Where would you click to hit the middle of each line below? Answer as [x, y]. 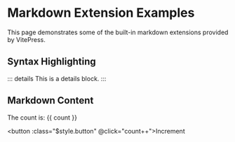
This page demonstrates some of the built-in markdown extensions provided [118, 32]
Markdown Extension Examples [101, 13]
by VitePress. [26, 39]
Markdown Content [51, 100]
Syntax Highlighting [52, 62]
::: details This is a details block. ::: [57, 78]
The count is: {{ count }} [42, 118]
